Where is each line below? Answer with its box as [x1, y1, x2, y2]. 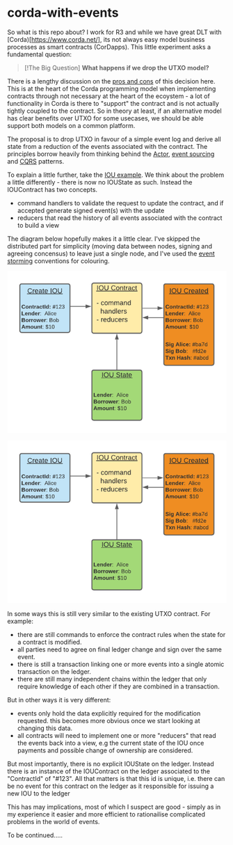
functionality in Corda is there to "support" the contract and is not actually [7, 99, 219, 107]
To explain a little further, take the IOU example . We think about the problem [7, 171, 225, 179]
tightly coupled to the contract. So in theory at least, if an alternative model [7, 106, 222, 115]
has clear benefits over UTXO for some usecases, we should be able [7, 113, 204, 123]
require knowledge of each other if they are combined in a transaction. [17, 682, 220, 690]
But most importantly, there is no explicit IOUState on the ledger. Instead [7, 759, 214, 768]
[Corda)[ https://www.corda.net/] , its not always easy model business [7, 35, 205, 43]
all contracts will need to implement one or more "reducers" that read [17, 731, 216, 739]
